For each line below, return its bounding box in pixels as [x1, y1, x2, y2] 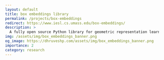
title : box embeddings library [5, 12, 69, 16]
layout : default [5, 7, 38, 12]
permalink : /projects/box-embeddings [5, 16, 82, 21]
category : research [5, 47, 45, 52]
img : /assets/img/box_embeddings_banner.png [5, 34, 97, 39]
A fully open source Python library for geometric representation [9, 30, 147, 34]
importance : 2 [5, 43, 34, 48]
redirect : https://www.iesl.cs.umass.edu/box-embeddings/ [5, 20, 125, 26]
